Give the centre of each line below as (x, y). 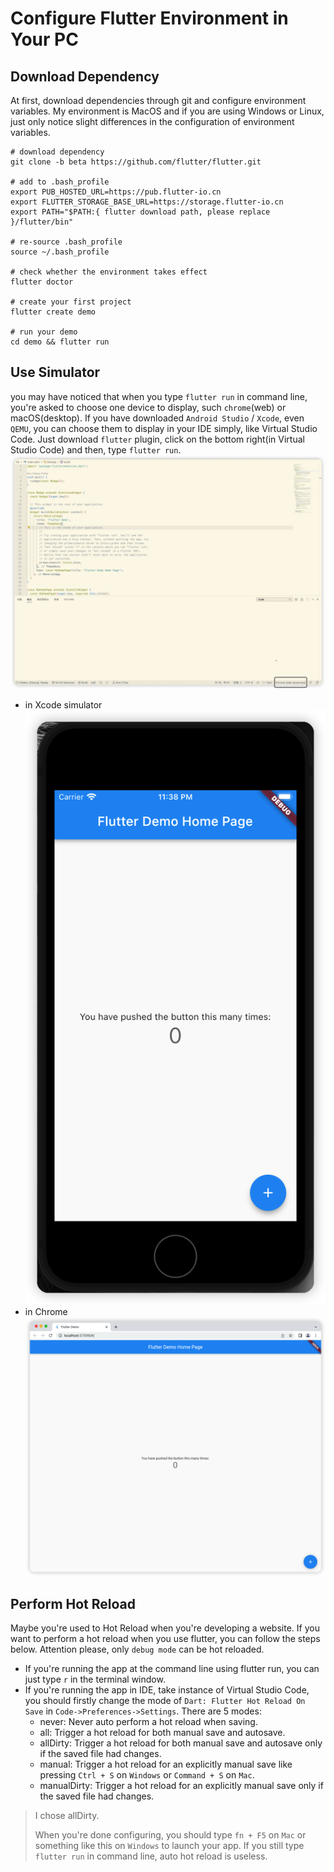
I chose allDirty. (67, 1816)
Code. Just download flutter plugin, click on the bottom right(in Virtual (157, 439)
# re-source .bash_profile (66, 242)
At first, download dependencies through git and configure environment (158, 100)
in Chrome (46, 1311)
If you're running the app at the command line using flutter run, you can (172, 1669)
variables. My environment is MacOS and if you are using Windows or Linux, (167, 111)
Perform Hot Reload (73, 1603)
